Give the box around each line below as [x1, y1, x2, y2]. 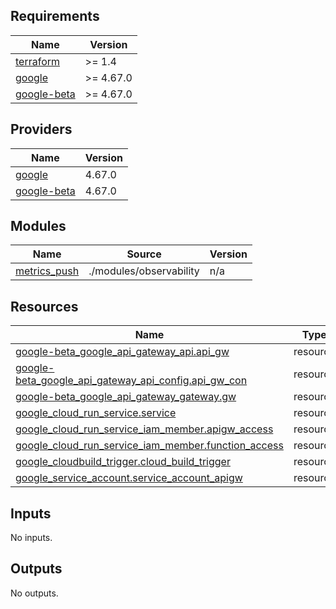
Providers [10, 121, 73, 138]
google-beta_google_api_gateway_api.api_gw [15, 345, 230, 359]
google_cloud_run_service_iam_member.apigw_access [15, 422, 274, 436]
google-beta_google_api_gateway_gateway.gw [15, 390, 237, 404]
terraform [15, 54, 61, 68]
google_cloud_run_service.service [15, 406, 177, 420]
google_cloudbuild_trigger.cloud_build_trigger [15, 455, 231, 469]
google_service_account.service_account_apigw [15, 471, 243, 485]
